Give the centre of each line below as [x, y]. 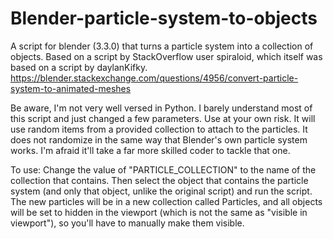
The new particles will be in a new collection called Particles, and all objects [166, 201]
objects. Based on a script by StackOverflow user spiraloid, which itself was [166, 56]
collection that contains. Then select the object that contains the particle [159, 180]
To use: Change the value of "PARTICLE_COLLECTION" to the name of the [163, 169]
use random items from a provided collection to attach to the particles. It [159, 129]
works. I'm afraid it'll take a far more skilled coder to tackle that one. [150, 150]
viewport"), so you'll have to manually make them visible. [127, 223]
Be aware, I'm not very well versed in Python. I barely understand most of [161, 108]
